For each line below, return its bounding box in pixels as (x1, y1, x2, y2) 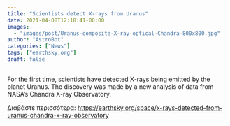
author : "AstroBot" (7, 36, 64, 43)
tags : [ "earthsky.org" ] (7, 50, 77, 57)
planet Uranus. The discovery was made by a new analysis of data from (7, 82, 214, 91)
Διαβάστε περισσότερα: (7, 103, 76, 112)
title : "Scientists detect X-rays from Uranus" (7, 10, 149, 17)
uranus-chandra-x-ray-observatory (7, 111, 110, 119)
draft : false (7, 56, 45, 63)
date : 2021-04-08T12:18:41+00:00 (7, 17, 105, 24)
